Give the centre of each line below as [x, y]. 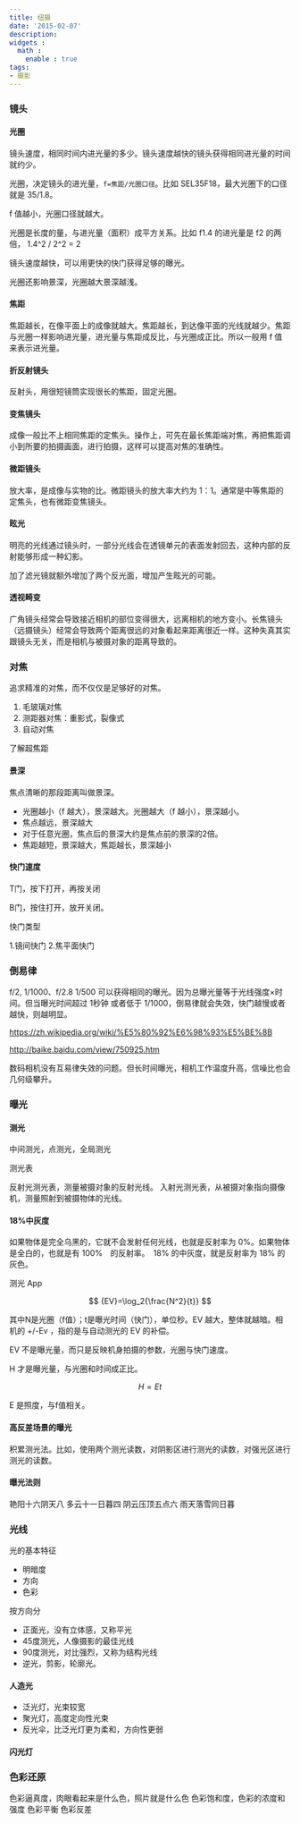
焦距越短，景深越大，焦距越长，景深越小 [96, 844]
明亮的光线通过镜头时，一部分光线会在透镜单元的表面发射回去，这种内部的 [146, 545]
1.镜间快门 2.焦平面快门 [52, 945]
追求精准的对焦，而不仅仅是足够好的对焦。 [87, 688]
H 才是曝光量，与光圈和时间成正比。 [76, 1369]
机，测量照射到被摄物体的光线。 [68, 1199]
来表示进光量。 [37, 348]
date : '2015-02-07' [46, 26]
